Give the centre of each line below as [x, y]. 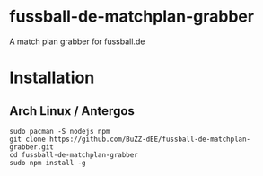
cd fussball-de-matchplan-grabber [74, 154]
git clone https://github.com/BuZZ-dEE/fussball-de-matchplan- [130, 139]
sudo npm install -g [48, 163]
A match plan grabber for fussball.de [77, 41]
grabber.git [31, 147]
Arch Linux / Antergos [72, 111]
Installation [52, 78]
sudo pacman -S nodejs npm [60, 131]
